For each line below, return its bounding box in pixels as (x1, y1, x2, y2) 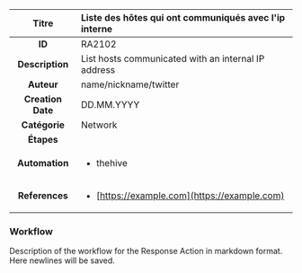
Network (80, 119, 118, 131)
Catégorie (21, 119, 66, 131)
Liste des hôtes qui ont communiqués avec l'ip (80, 12, 286, 23)
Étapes (27, 134, 58, 145)
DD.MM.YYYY (80, 99, 140, 110)
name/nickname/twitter (80, 78, 180, 91)
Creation (23, 93, 63, 105)
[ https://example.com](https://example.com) (95, 189, 285, 201)
